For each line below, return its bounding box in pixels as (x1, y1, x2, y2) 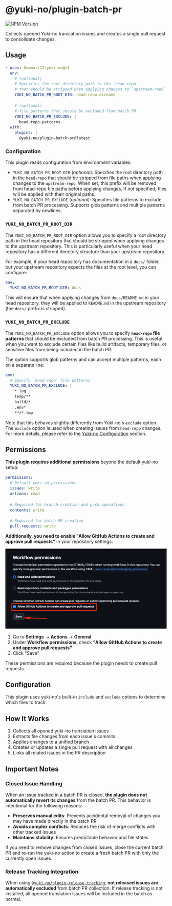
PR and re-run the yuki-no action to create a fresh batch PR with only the (5, 850, 159, 856)
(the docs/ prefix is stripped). (5, 306, 67, 312)
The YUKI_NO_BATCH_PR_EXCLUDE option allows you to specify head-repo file (5, 330, 160, 336)
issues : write (10, 486, 40, 491)
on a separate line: (5, 362, 45, 368)
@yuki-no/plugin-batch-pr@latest (18, 136, 91, 141)
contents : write (10, 507, 45, 513)
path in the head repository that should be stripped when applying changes (5, 237, 164, 243)
